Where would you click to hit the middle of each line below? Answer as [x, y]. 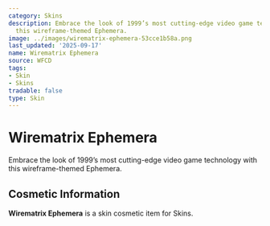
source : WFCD [30, 61]
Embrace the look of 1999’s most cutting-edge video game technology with [133, 160]
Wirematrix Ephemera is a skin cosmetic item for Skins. [101, 213]
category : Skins [35, 16]
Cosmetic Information [64, 194]
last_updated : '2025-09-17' [55, 46]
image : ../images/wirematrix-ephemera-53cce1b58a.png [100, 38]
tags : [17, 68]
